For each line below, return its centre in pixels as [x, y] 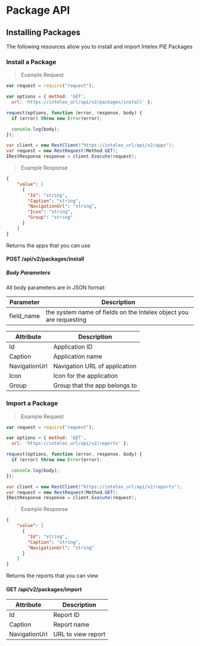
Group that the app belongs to [95, 385]
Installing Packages [43, 32]
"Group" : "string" [50, 218]
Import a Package [32, 403]
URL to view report [79, 634]
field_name [25, 316]
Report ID [67, 615]
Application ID [73, 347]
